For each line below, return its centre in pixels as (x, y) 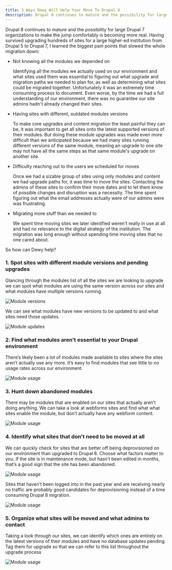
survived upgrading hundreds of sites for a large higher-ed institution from (84, 40)
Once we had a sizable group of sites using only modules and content (86, 176)
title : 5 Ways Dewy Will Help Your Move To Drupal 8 (63, 10)
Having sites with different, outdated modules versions (70, 114)
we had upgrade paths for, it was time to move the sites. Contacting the (88, 181)
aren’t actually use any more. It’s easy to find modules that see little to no (82, 363)
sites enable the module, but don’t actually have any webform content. (80, 414)
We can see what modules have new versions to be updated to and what (82, 311)
